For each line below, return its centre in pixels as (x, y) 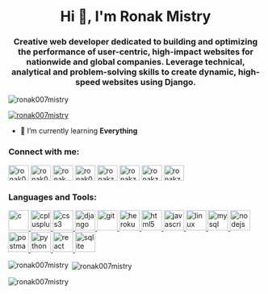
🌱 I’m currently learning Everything (79, 131)
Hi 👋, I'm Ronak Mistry (136, 17)
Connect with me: (44, 152)
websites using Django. (149, 82)
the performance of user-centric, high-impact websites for (136, 52)
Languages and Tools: (52, 197)
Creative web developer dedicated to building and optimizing (136, 42)
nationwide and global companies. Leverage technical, (136, 62)
